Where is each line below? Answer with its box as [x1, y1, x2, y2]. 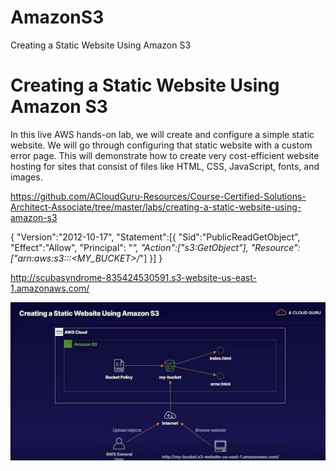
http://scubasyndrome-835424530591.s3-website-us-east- [10, 271, 257, 283]
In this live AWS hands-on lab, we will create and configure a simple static [10, 128, 315, 140]
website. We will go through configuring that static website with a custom [10, 139, 313, 151]
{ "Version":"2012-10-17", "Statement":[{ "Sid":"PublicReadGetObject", [10, 231, 301, 243]
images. [10, 171, 43, 183]
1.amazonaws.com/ [10, 282, 90, 294]
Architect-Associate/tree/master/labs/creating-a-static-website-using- [10, 201, 302, 213]
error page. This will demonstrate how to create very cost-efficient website [10, 149, 320, 161]
